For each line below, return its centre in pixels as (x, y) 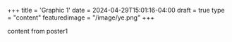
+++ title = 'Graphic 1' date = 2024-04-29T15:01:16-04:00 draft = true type (116, 10)
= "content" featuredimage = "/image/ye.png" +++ (81, 17)
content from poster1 (38, 31)
